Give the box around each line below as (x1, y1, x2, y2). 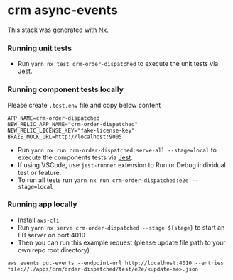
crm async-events (7, 2, 119, 18)
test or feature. (17, 168, 62, 177)
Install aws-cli (17, 215, 60, 224)
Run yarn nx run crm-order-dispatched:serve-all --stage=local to (17, 145, 217, 154)
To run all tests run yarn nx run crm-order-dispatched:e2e (17, 176, 189, 184)
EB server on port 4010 (17, 230, 86, 239)
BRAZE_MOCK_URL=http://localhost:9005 (7, 133, 122, 140)
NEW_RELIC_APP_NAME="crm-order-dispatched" (7, 121, 139, 128)
